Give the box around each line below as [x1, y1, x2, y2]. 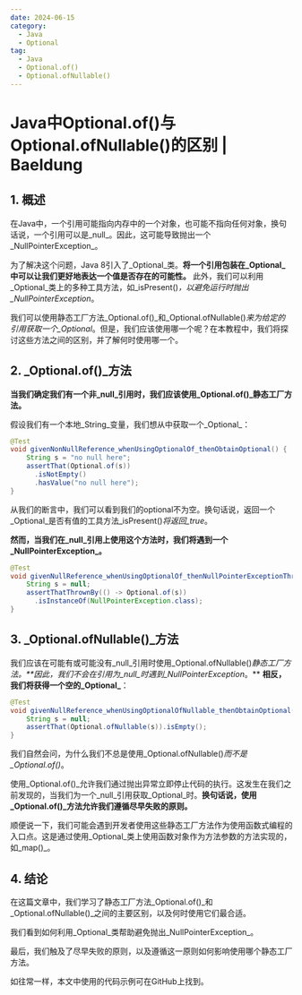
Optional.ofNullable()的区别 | [10, 135, 228, 155]
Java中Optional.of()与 [10, 113, 177, 133]
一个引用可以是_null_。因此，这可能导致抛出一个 [33, 229, 211, 240]
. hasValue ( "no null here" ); [33, 478, 140, 487]
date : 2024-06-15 [10, 13, 75, 22]
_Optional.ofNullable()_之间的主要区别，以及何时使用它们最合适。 [10, 907, 252, 918]
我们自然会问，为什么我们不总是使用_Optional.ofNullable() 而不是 [10, 749, 247, 759]
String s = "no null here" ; [26, 453, 131, 462]
